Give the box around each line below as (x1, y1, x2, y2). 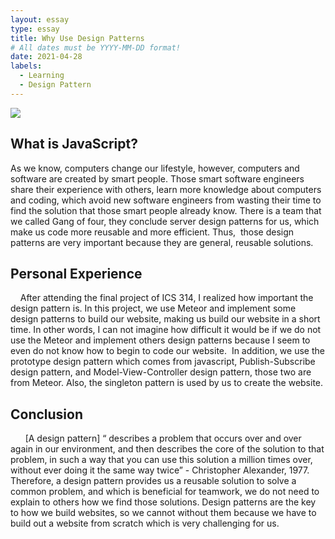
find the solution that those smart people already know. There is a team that (10, 204, 322, 216)
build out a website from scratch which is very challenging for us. (10, 517, 280, 530)
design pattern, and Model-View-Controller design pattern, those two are (10, 366, 312, 378)
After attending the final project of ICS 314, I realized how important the (19, 292, 314, 304)
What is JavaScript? (10, 136, 138, 153)
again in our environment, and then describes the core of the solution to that (10, 443, 325, 455)
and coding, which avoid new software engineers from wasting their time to (10, 194, 322, 206)
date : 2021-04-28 (10, 52, 83, 62)
